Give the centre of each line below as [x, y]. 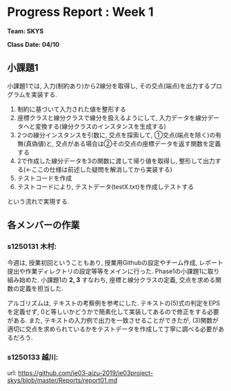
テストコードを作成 [44, 178]
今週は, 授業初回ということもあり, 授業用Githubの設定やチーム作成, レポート [115, 263]
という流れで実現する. [38, 201]
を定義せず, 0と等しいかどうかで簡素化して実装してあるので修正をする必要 [113, 312]
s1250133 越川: [33, 357]
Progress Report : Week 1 [80, 12]
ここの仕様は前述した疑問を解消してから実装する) [102, 169]
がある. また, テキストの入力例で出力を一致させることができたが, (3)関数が [113, 321]
